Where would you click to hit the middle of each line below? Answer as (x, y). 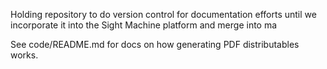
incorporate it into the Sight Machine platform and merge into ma (144, 25)
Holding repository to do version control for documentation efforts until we (163, 14)
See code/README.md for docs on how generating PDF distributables (155, 44)
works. (24, 55)
